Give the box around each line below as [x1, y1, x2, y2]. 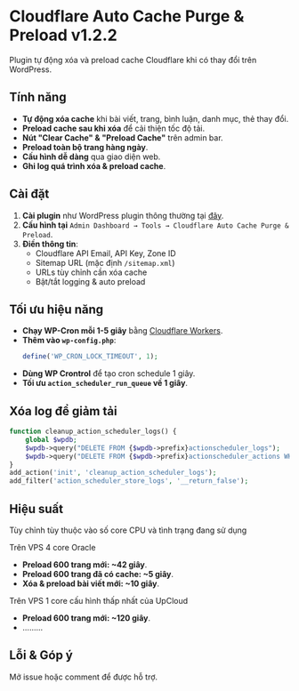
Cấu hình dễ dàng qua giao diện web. [21, 151, 161, 162]
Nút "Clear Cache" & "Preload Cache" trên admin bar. [21, 132, 224, 143]
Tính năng [9, 90, 67, 105]
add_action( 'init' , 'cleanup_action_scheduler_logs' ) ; [9, 469, 217, 478]
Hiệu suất [9, 501, 64, 517]
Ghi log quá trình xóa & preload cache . [21, 160, 166, 171]
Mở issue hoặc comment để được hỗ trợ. [9, 671, 158, 682]
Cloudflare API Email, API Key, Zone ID [35, 247, 176, 259]
